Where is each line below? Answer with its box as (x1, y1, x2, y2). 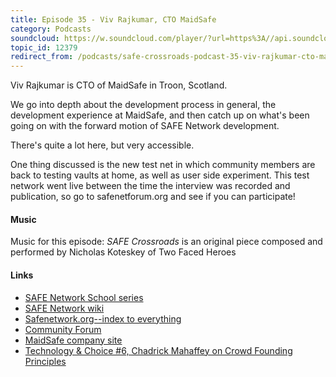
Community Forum (24, 323, 102, 335)
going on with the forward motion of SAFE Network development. (10, 120, 280, 132)
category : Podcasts (10, 24, 92, 34)
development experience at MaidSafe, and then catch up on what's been (10, 109, 310, 121)
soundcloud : (10, 33, 60, 43)
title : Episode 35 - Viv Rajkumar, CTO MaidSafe (10, 14, 217, 25)
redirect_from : (10, 52, 74, 62)
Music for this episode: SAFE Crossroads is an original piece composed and (10, 236, 323, 248)
